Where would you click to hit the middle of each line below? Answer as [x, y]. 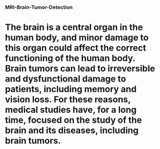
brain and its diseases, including [72, 131]
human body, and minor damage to [77, 38]
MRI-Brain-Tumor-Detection [39, 7]
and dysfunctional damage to [66, 79]
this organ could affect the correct [76, 48]
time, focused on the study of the [73, 120]
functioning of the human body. [70, 58]
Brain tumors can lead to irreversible [80, 69]
